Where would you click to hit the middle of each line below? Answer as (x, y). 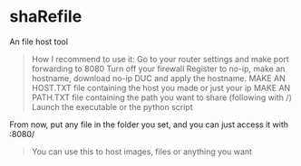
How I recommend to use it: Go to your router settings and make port (160, 59)
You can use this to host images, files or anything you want (141, 152)
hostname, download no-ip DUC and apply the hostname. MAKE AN (158, 78)
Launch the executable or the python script (112, 106)
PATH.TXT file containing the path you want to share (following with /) (161, 97)
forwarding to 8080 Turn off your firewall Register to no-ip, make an (158, 69)
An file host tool (39, 41)
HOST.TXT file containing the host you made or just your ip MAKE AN (161, 88)
